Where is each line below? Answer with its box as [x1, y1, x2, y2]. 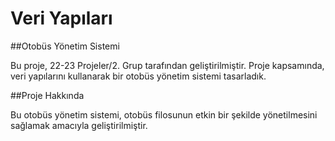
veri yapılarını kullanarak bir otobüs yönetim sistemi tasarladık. [10, 70, 267, 82]
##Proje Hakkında [10, 89, 85, 101]
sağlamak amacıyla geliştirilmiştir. [10, 119, 148, 131]
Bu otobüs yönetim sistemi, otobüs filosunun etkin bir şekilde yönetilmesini [10, 108, 318, 121]
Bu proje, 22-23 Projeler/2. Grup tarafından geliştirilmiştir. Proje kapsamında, [10, 59, 325, 71]
